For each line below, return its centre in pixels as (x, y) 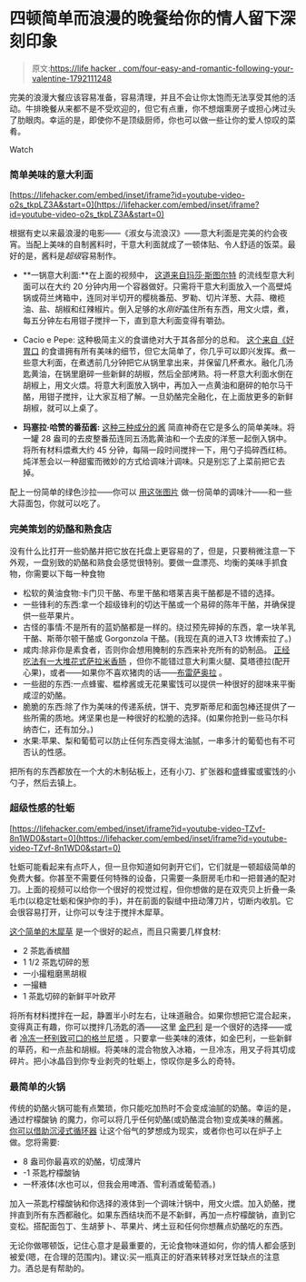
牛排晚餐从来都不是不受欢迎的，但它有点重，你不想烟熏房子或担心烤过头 (160, 108)
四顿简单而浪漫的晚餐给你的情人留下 (145, 19)
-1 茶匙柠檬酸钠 (51, 1173)
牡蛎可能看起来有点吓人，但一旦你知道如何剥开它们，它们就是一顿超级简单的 (153, 866)
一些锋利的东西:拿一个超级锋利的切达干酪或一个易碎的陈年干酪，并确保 (155, 604)
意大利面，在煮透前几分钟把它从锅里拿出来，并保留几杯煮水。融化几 (158, 363)
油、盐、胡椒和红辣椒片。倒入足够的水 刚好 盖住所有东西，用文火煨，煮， (158, 309)
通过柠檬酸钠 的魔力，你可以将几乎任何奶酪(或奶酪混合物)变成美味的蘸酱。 (149, 1119)
